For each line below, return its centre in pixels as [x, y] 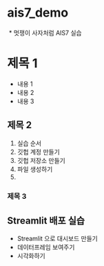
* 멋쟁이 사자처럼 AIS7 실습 [45, 33]
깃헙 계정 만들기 [38, 152]
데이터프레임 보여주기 [46, 247]
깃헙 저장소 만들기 [41, 160]
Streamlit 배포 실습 [46, 221]
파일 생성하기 [35, 169]
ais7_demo [38, 13]
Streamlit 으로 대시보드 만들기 [57, 239]
